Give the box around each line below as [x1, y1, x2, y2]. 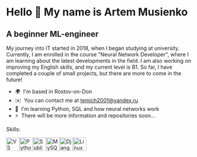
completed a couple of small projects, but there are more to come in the [6, 70, 182, 76]
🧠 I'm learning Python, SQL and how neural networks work [14, 105, 160, 112]
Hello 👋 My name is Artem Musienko [6, 5, 188, 19]
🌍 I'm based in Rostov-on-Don [14, 88, 92, 95]
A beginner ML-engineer [6, 29, 99, 39]
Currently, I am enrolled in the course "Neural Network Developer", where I [6, 51, 189, 58]
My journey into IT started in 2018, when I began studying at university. [6, 44, 180, 52]
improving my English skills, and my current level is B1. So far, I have [6, 63, 173, 71]
